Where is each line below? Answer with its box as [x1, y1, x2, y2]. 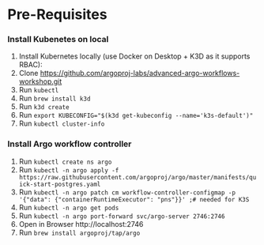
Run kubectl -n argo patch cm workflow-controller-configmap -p [18, 187, 236, 197]
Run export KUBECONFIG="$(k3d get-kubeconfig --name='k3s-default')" [18, 111, 254, 120]
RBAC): [18, 60, 43, 70]
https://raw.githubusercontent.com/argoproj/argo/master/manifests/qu [18, 173, 257, 181]
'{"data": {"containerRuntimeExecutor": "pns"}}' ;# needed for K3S [18, 195, 250, 203]
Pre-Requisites [7, 6, 107, 24]
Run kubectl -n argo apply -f [18, 164, 119, 175]
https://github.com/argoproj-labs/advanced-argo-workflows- [40, 69, 240, 78]
